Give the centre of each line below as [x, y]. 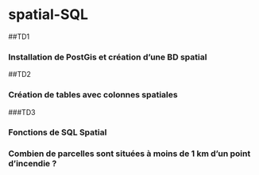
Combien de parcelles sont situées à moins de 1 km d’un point [129, 154]
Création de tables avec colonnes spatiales [93, 95]
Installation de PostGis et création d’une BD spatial [108, 57]
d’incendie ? [33, 164]
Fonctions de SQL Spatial [58, 132]
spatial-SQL [48, 15]
